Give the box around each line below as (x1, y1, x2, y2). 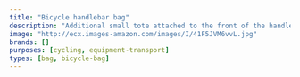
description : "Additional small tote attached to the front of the (9, 21, 266, 30)
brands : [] (9, 37, 50, 47)
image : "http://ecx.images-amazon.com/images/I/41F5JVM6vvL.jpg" (9, 29, 257, 38)
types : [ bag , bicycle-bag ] (9, 54, 110, 63)
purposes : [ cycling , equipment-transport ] (9, 46, 170, 55)
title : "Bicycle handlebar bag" (9, 12, 129, 22)
